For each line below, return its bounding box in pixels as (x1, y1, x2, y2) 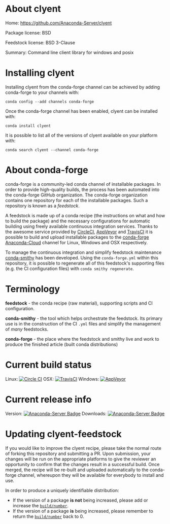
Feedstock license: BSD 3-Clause (5, 39, 75, 46)
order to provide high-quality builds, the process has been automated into (5, 186, 160, 192)
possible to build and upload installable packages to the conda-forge (5, 234, 149, 240)
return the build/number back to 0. (12, 513, 84, 519)
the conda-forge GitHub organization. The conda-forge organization (5, 191, 148, 198)
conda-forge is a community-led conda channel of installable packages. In (5, 181, 161, 187)
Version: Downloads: (5, 410, 107, 416)
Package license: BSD (5, 29, 52, 36)
